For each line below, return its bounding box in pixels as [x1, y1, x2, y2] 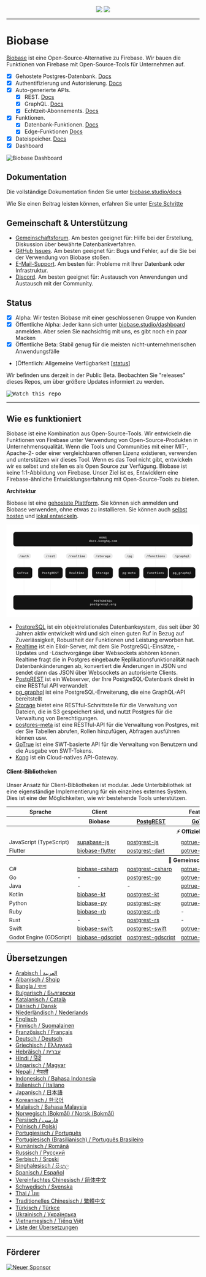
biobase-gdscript [77, 933, 122, 941]
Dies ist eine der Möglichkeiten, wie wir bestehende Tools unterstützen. [6, 794, 187, 802]
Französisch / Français [15, 1028, 73, 1036]
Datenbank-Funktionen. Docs [24, 121, 99, 128]
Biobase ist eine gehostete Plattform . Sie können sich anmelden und [6, 499, 179, 507]
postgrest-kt [126, 891, 159, 898]
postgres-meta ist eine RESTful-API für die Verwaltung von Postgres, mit [15, 721, 199, 729]
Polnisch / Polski [15, 1123, 57, 1130]
